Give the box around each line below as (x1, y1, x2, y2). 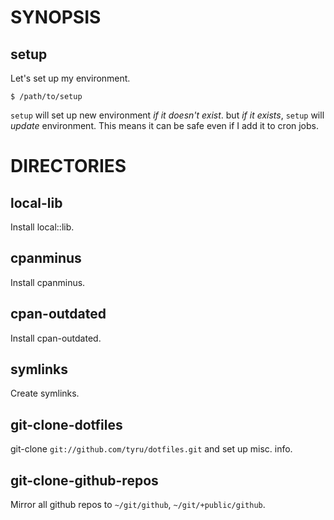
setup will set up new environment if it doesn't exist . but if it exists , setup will (10, 109, 325, 121)
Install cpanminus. (10, 276, 86, 288)
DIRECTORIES (10, 155, 127, 178)
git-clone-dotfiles (10, 416, 123, 433)
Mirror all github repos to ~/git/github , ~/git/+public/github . (10, 499, 266, 511)
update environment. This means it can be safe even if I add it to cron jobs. (10, 120, 320, 131)
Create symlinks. (10, 387, 80, 400)
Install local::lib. (10, 221, 75, 233)
